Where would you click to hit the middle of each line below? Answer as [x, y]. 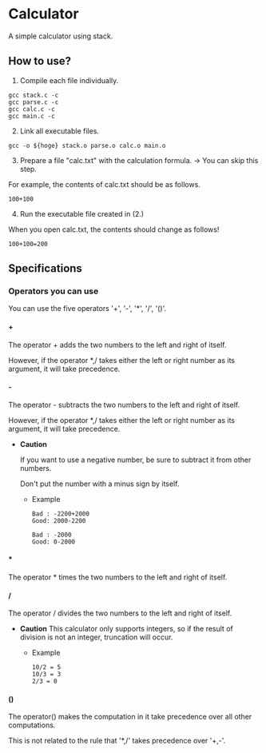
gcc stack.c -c [34, 95]
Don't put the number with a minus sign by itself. [99, 484]
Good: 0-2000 [54, 542]
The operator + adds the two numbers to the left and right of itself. [117, 345]
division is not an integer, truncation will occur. [96, 637]
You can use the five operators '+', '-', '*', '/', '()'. [87, 309]
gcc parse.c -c [34, 102]
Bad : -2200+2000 [61, 514]
